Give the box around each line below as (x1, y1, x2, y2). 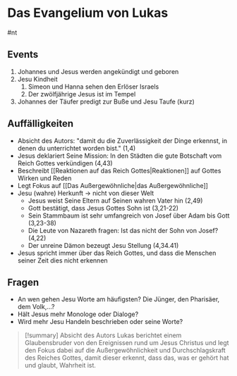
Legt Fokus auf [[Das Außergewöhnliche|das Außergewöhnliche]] (17, 181, 208, 189)
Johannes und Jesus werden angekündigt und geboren (17, 67, 179, 75)
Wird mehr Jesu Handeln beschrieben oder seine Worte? (17, 318, 183, 326)
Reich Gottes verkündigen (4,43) (17, 158, 113, 167)
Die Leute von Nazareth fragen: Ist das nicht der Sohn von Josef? (28, 226, 219, 234)
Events (7, 49, 39, 61)
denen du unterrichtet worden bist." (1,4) (17, 144, 136, 152)
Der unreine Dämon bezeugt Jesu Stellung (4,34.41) (28, 241, 179, 249)
